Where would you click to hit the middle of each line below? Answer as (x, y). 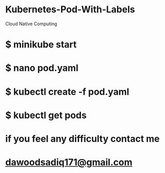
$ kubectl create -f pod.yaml (67, 92)
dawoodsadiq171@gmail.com (69, 162)
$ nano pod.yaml (42, 68)
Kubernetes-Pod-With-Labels (70, 10)
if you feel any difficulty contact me (82, 139)
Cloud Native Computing (31, 24)
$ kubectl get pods (46, 115)
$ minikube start (41, 45)
